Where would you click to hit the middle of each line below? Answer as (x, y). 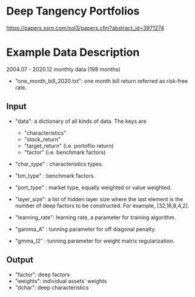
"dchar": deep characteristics (52, 287)
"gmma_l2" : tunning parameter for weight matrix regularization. (94, 241)
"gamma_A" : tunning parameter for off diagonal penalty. (85, 229)
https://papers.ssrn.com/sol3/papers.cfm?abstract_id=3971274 (85, 28)
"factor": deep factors (42, 275)
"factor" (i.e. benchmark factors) (65, 152)
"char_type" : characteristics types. (59, 164)
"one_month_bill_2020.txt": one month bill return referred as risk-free (101, 81)
